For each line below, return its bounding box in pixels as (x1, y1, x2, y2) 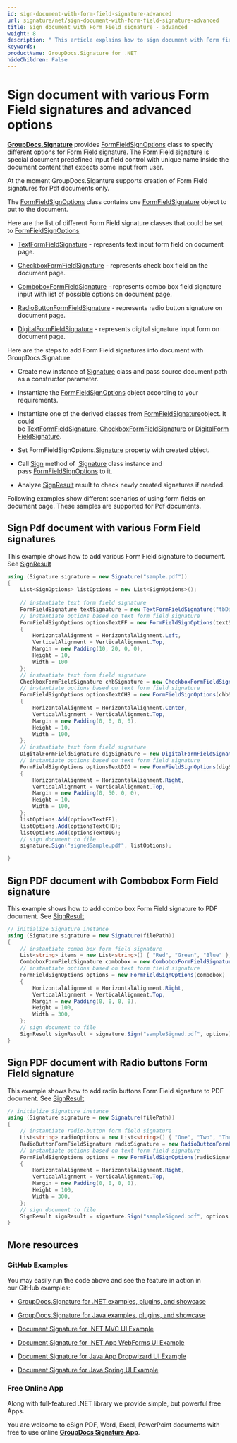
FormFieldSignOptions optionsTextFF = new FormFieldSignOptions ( (20, 619, 217, 626)
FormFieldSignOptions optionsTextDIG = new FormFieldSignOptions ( (20, 764, 219, 771)
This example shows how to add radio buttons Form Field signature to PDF (7, 1086, 224, 1095)
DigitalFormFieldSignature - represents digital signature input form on (17, 324, 220, 333)
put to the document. (7, 205, 68, 213)
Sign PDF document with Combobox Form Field (7, 874, 219, 886)
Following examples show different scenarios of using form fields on (7, 494, 206, 502)
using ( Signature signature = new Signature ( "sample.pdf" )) (7, 573, 188, 580)
